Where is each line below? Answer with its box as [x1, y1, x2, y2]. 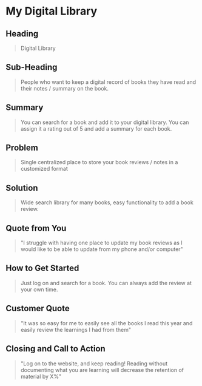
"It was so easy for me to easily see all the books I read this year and [20, 319, 193, 326]
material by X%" [20, 373, 62, 380]
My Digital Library [5, 4, 98, 18]
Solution [5, 182, 38, 193]
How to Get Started [5, 263, 79, 274]
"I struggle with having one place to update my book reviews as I [20, 239, 183, 247]
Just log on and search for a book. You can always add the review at [20, 279, 192, 286]
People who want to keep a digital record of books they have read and [20, 78, 197, 86]
